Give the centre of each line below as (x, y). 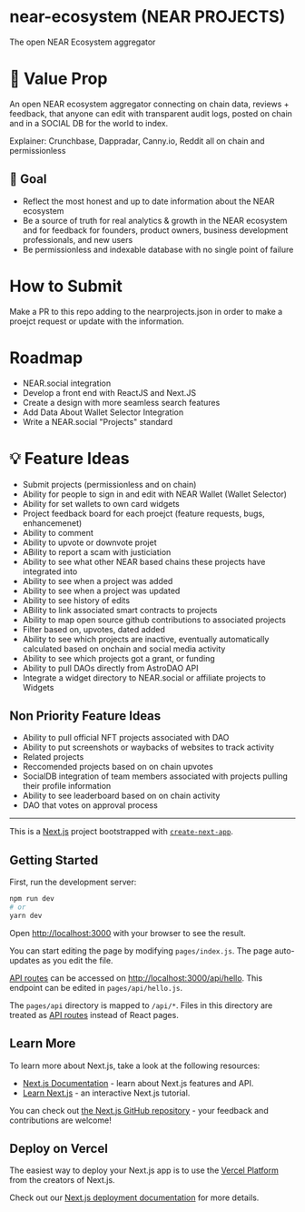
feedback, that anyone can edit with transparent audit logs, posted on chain (151, 113)
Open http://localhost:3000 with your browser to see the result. (128, 933)
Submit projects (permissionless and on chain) (109, 484)
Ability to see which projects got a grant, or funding (118, 658)
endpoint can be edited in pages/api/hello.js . (96, 987)
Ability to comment (58, 532)
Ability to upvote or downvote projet (89, 542)
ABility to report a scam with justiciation (97, 551)
